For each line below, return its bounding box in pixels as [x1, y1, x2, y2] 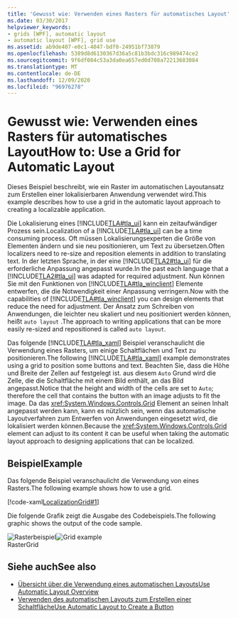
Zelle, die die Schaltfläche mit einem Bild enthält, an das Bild [7, 376, 184, 385]
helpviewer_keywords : [7, 23, 72, 31]
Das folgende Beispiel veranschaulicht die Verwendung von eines [7, 476, 200, 484]
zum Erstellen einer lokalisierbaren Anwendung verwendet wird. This [7, 190, 207, 199]
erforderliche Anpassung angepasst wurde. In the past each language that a [7, 265, 229, 273]
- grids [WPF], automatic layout [7, 30, 107, 38]
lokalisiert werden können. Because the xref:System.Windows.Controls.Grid [7, 422, 227, 430]
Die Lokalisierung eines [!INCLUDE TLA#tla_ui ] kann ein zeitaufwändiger [7, 219, 218, 228]
